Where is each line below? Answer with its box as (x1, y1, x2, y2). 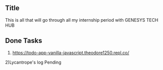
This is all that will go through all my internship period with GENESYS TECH (5, 17, 159, 23)
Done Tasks (5, 36, 42, 45)
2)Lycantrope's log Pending (5, 59, 61, 65)
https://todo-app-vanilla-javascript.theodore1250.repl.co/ (12, 49, 130, 56)
